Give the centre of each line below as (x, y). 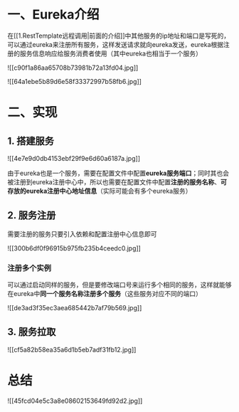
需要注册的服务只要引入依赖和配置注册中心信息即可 (82, 234)
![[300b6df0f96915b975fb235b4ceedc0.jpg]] (74, 248)
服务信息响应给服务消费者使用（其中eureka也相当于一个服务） (111, 53)
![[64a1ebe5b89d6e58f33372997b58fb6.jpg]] (75, 81)
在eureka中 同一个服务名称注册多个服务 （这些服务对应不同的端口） (105, 294)
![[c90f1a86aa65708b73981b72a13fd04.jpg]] (73, 68)
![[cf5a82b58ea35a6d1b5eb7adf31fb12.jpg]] (72, 349)
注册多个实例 (30, 268)
